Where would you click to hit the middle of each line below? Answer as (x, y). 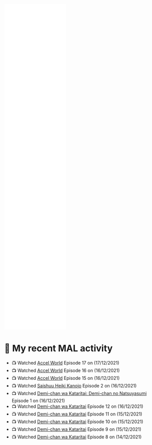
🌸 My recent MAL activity (59, 349)
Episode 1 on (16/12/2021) (38, 400)
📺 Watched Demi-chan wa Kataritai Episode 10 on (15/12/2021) (77, 422)
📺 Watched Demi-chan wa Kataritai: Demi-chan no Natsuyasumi (79, 393)
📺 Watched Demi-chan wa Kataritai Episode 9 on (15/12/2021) (77, 429)
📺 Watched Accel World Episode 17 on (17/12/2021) (65, 363)
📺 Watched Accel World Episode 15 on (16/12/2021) (65, 378)
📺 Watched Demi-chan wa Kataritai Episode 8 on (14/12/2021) (77, 437)
